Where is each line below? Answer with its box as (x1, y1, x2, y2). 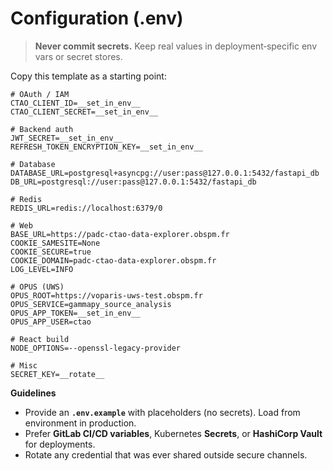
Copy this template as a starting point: (10, 70, 167, 82)
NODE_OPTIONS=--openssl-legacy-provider (10, 343, 182, 353)
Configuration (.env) (10, 7, 184, 30)
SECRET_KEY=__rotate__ (10, 369, 105, 379)
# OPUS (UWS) (10, 282, 65, 292)
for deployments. (24, 438, 96, 450)
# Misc (10, 360, 38, 371)
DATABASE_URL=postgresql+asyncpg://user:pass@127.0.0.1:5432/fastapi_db (10, 168, 320, 178)
